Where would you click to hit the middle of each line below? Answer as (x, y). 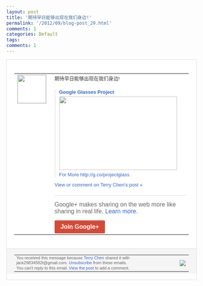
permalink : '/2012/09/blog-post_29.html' (59, 23)
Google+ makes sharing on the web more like (115, 204)
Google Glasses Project (87, 92)
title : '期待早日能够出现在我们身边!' (49, 17)
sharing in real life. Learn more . (96, 211)
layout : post (23, 12)
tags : (13, 40)
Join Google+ (80, 226)
